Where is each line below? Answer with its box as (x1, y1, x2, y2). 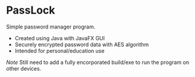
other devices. (6, 65, 42, 72)
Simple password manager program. (6, 23, 96, 30)
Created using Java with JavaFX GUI (14, 34, 105, 41)
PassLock (6, 4, 55, 17)
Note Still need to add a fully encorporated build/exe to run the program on (6, 59, 189, 66)
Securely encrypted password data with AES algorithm (14, 41, 149, 48)
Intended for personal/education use (14, 47, 105, 54)
